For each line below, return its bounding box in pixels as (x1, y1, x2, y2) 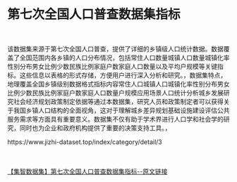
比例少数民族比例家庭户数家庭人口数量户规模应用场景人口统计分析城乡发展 (7, 89, 224, 97)
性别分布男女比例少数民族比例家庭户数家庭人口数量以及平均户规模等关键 (7, 62, 217, 70)
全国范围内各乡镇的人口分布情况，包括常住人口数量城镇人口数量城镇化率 (19, 53, 230, 62)
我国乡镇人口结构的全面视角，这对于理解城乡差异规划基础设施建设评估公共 (13, 106, 230, 115)
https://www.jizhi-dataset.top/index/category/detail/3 (7, 138, 162, 146)
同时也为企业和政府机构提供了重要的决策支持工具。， (19, 124, 171, 132)
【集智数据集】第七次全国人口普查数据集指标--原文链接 (7, 167, 168, 176)
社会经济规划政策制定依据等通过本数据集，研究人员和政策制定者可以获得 (13, 97, 224, 105)
